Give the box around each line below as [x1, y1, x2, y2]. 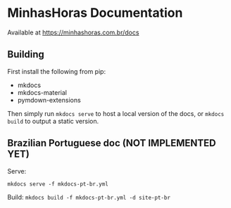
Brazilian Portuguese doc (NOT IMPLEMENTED [7, 137, 216, 149]
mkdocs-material [17, 88, 68, 96]
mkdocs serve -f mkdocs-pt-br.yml [7, 181, 109, 188]
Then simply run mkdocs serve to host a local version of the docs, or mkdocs [7, 109, 225, 117]
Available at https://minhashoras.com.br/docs [7, 28, 139, 37]
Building [7, 48, 44, 60]
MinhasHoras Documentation [7, 5, 183, 21]
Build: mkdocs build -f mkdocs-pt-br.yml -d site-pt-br [7, 193, 171, 201]
